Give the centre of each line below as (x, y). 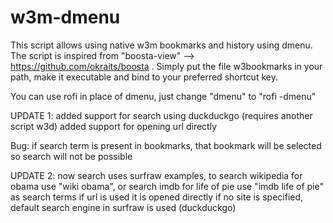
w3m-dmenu (65, 17)
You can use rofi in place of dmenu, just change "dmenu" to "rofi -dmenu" (163, 96)
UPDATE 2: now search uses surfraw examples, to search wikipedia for (156, 175)
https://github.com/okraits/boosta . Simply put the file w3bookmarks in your (166, 66)
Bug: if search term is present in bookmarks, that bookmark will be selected (166, 145)
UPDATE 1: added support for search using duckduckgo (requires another (161, 115)
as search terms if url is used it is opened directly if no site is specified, (157, 197)
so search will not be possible (71, 156)
